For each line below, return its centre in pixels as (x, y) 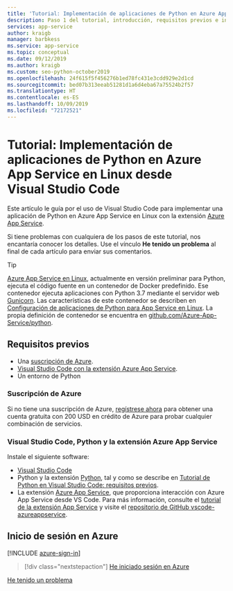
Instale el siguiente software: (48, 457)
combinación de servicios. (45, 424)
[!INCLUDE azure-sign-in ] (44, 553)
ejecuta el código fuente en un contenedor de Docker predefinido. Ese (108, 285)
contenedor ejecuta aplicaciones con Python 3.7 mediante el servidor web (113, 293)
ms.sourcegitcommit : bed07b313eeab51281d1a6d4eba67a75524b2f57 (101, 85)
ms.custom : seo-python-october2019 (59, 72)
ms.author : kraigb (34, 65)
